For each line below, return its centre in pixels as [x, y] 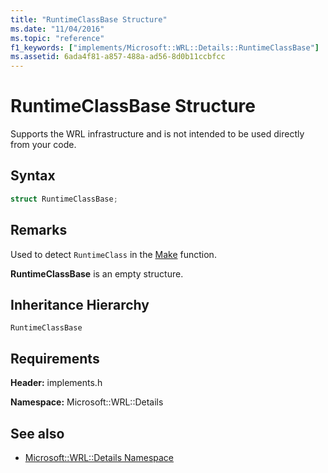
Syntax [33, 176]
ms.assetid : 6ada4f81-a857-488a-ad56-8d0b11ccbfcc [118, 57]
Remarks [39, 230]
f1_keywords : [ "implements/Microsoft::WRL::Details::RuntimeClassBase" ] [165, 47]
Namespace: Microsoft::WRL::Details [87, 402]
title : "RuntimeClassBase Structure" [89, 19]
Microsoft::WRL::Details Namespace [99, 457]
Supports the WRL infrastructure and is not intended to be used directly [157, 134]
